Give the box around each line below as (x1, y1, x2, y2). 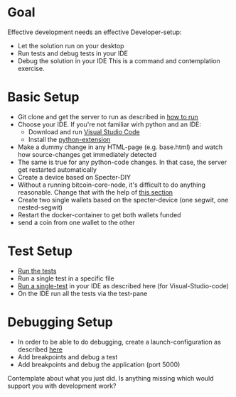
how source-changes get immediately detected (17, 150, 157, 158)
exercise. (17, 64, 45, 72)
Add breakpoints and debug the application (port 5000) (17, 360, 181, 369)
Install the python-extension (28, 135, 111, 143)
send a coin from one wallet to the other (17, 218, 135, 227)
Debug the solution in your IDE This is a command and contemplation (17, 56, 220, 65)
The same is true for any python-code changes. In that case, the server (17, 158, 227, 166)
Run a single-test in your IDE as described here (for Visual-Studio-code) (17, 281, 230, 290)
